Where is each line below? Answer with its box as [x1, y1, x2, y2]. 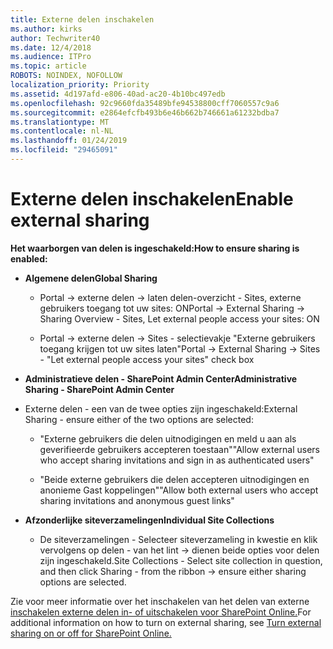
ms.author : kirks [10, 24, 83, 34]
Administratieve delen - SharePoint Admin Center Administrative [24, 372, 298, 385]
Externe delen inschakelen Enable [10, 188, 294, 211]
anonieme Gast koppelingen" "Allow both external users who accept [39, 484, 319, 496]
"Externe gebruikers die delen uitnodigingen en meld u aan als [39, 432, 297, 445]
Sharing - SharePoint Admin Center [24, 383, 175, 395]
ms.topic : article [10, 61, 87, 71]
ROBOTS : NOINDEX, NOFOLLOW [10, 71, 123, 81]
